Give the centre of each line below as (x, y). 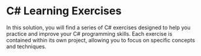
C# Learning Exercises (64, 11)
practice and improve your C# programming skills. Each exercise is (89, 33)
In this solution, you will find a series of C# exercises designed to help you (98, 27)
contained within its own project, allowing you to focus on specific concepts (101, 40)
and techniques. (26, 46)
